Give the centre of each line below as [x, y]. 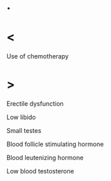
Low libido [21, 117]
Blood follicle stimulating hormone [55, 144]
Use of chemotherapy [37, 56]
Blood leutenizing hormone [45, 158]
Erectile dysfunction [35, 104]
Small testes [24, 131]
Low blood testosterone [40, 171]
